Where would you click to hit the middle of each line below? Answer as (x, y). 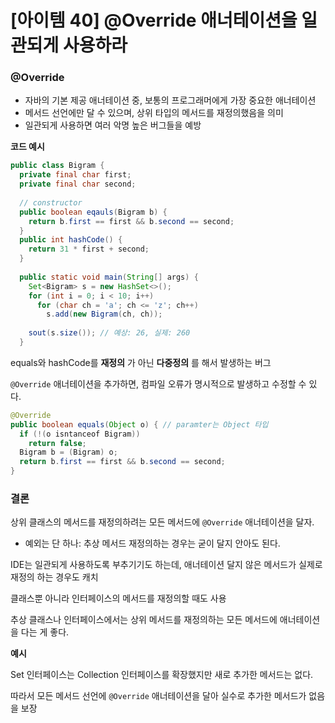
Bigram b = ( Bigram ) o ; (68, 452)
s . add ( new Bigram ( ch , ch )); (104, 314)
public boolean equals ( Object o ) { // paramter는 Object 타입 (139, 424)
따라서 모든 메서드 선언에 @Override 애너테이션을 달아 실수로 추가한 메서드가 (158, 696)
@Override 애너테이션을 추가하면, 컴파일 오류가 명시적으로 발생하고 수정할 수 (158, 383)
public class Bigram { (57, 166)
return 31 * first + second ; (89, 249)
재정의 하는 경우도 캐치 (54, 577)
